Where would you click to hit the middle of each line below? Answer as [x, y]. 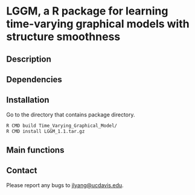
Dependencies [34, 79]
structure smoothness [63, 37]
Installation [28, 100]
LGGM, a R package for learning [87, 11]
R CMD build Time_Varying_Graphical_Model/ [62, 126]
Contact [22, 171]
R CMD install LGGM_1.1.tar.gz [46, 131]
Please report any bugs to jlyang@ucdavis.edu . [65, 185]
